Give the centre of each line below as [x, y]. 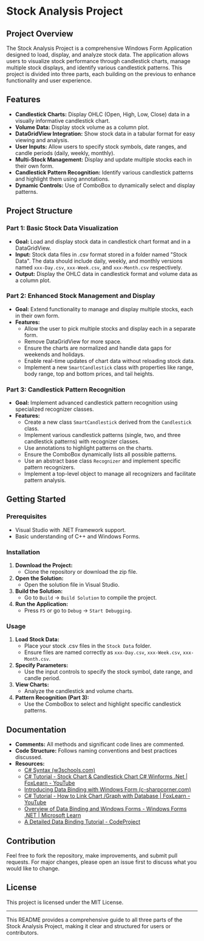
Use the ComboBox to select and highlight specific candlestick [103, 704]
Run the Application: [42, 604]
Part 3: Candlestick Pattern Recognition [66, 389]
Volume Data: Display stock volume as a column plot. [82, 127]
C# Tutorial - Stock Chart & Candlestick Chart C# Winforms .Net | [106, 777]
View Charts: [32, 684]
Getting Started [36, 499]
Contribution [31, 841]
